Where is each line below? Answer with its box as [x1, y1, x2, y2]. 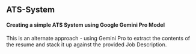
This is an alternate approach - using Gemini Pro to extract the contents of [6, 34, 191, 42]
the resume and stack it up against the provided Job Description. [6, 41, 167, 48]
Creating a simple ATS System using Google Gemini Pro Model [6, 21, 165, 28]
